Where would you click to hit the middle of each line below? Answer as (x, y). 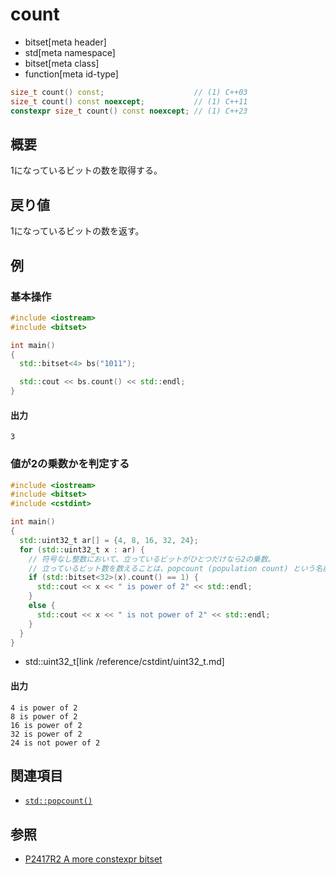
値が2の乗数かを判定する (70, 464)
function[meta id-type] (71, 74)
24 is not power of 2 (55, 743)
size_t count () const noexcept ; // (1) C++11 (129, 101)
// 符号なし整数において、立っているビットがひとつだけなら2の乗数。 (152, 559)
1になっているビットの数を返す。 (77, 231)
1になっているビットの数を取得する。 (86, 170)
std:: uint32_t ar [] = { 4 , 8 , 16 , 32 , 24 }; (109, 540)
